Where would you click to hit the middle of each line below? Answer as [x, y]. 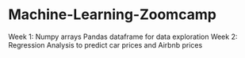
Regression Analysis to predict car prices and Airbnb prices [105, 44]
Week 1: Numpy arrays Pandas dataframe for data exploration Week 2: [123, 37]
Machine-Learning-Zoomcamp [112, 15]
